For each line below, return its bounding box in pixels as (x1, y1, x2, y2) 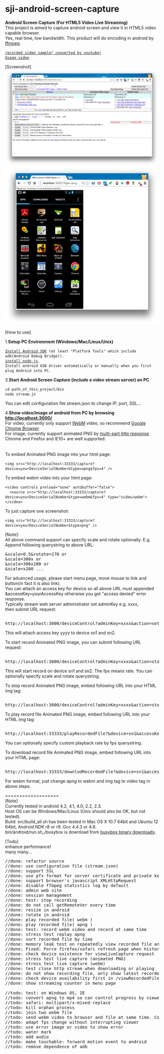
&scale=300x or (5, 557, 41, 562)
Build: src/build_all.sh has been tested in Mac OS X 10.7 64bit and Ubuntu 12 (5, 819, 159, 825)
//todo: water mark (5, 1029, 52, 1035)
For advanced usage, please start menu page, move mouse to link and (5, 575, 147, 581)
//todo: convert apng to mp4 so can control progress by (5, 995, 144, 1001)
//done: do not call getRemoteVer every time (5, 902, 116, 908)
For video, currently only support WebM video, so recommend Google (5, 420, 146, 426)
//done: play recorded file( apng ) (5, 922, 93, 928)
